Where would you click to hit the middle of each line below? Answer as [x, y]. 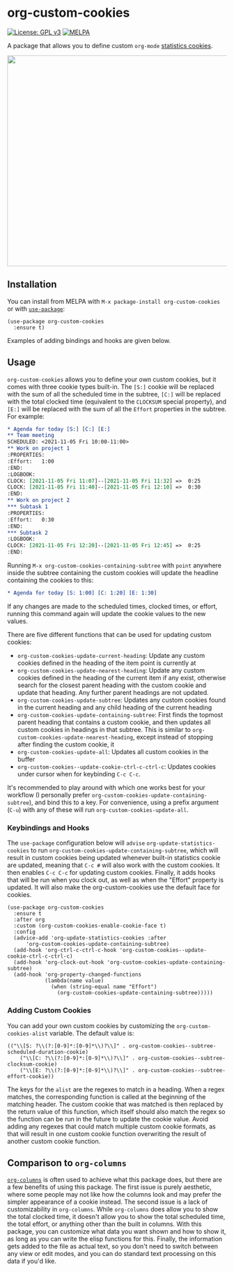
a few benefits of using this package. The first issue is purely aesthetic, [110, 1187]
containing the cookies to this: [50, 581]
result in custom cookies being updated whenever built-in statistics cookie [114, 858]
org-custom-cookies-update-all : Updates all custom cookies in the [113, 751]
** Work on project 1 [39, 449]
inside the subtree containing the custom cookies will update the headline [113, 573]
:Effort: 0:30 [31, 520]
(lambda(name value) [74, 981]
